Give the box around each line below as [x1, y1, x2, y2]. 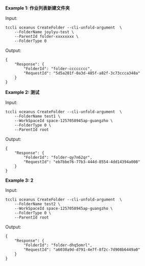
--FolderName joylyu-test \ [14, 30, 74, 35]
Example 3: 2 [5, 177, 34, 183]
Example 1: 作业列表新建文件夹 [5, 5, 70, 11]
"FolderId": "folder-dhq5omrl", [23, 243, 93, 248]
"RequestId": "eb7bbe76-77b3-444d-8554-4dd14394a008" [23, 159, 140, 164]
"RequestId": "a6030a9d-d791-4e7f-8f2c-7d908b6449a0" [23, 247, 140, 252]
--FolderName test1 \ [14, 114, 60, 119]
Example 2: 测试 [5, 89, 40, 95]
